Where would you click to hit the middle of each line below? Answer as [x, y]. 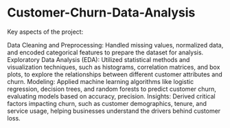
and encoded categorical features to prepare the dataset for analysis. [105, 52]
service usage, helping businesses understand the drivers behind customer [114, 111]
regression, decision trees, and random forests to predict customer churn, [112, 89]
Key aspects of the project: [45, 32]
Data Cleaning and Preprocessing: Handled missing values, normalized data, [115, 45]
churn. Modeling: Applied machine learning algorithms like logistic [101, 81]
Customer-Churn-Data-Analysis [101, 13]
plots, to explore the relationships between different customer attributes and [115, 74]
